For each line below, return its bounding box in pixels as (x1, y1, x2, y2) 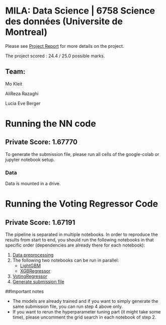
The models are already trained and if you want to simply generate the (12, 298, 158, 304)
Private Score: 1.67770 (5, 138, 78, 146)
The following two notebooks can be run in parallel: (12, 257, 119, 264)
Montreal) (5, 27, 48, 38)
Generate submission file (12, 279, 64, 285)
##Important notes (5, 288, 44, 294)
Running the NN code (5, 118, 97, 129)
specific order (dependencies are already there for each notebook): (5, 242, 145, 249)
